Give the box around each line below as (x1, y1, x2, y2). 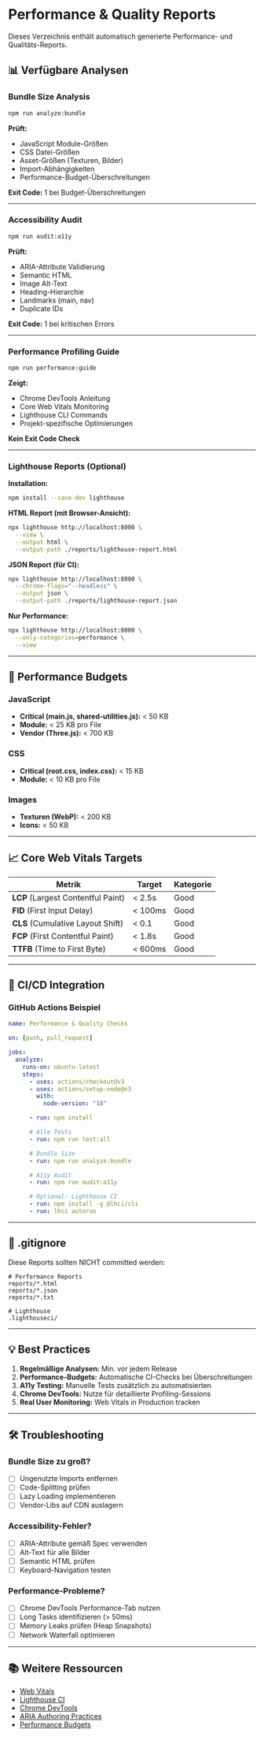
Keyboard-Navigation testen (19, 1565, 112, 1575)
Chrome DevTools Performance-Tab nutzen (19, 1603, 161, 1613)
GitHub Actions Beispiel (8, 1002, 101, 1013)
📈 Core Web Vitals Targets (8, 852, 143, 865)
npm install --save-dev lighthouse (8, 494, 125, 502)
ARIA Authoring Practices (19, 1712, 102, 1721)
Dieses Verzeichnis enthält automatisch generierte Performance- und (8, 32, 233, 41)
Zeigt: (8, 378, 29, 388)
